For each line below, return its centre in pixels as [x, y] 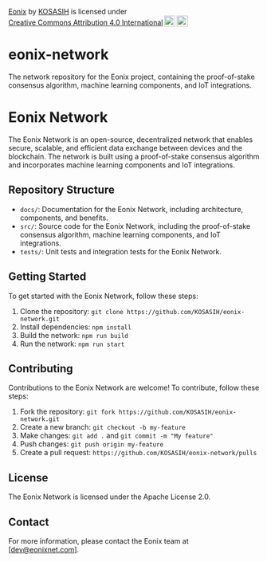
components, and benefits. [64, 218]
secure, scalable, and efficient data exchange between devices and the [126, 147]
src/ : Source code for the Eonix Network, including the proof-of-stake [135, 226]
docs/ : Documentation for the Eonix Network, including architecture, [132, 209]
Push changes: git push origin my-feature [92, 444]
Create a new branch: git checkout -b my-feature [102, 427]
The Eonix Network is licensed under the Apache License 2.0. [110, 497]
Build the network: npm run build [74, 335]
